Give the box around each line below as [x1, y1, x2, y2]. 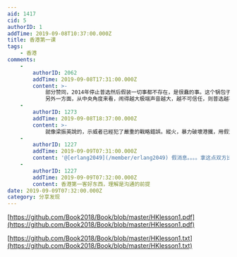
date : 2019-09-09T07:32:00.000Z [7, 187, 102, 194]
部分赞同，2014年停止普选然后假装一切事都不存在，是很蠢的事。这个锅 [44, 89, 221, 96]
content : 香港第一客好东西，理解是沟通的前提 [32, 180, 150, 187]
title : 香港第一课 [7, 37, 56, 44]
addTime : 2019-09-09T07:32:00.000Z [32, 174, 138, 181]
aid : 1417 [7, 10, 37, 18]
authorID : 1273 [32, 108, 78, 115]
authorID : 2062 [32, 69, 78, 76]
